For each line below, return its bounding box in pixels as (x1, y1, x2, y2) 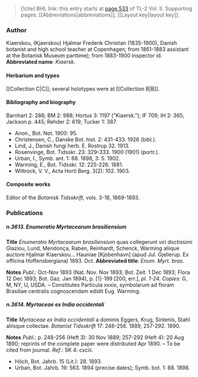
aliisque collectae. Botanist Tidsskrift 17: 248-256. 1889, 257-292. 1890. (6, 322, 181, 329)
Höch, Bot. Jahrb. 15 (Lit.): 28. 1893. (14, 357, 102, 365)
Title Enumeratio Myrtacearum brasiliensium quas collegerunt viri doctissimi (6, 238, 193, 245)
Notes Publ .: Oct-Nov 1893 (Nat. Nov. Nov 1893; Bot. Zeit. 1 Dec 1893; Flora (6, 269, 190, 276)
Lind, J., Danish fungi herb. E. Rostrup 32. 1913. (14, 142, 130, 149)
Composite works (6, 181, 51, 188)
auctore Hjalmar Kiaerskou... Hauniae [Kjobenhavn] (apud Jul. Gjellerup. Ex (6, 251, 189, 258)
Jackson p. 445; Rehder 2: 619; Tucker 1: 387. (6, 118, 117, 125)
